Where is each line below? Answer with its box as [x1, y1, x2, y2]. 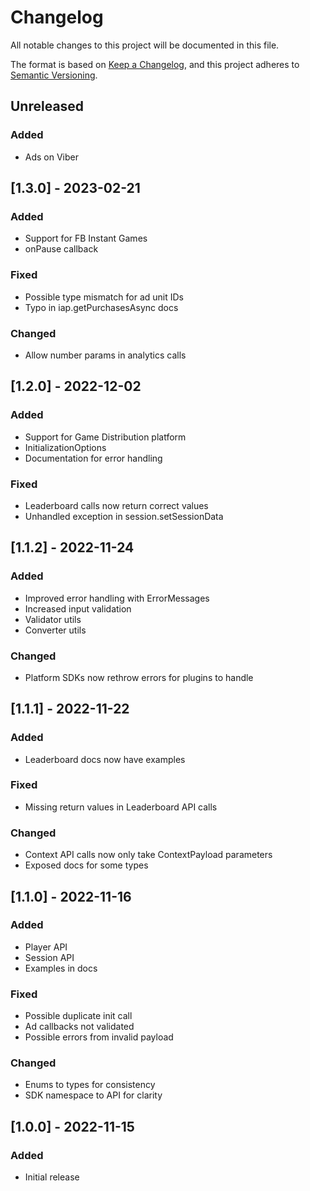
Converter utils [24, 624, 87, 636]
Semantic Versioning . [10, 69, 98, 81]
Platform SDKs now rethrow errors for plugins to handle [24, 671, 254, 683]
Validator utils [24, 613, 82, 625]
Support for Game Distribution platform [24, 431, 187, 443]
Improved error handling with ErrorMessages [24, 592, 210, 604]
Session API [24, 951, 75, 963]
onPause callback [24, 243, 99, 255]
